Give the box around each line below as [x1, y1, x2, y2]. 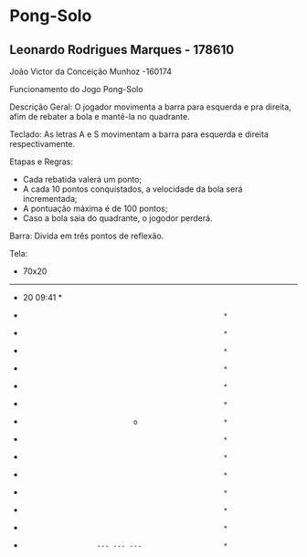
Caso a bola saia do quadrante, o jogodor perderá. [22, 213, 213, 224]
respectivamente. [9, 139, 76, 149]
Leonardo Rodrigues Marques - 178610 [9, 42, 235, 58]
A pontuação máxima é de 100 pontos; [22, 203, 168, 214]
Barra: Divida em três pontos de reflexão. [9, 230, 164, 241]
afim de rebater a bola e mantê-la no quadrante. [9, 111, 190, 121]
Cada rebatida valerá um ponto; [22, 174, 143, 184]
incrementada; [22, 194, 78, 204]
